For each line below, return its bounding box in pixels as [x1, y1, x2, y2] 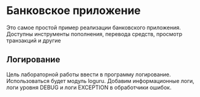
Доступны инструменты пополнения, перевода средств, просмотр [6, 30, 182, 37]
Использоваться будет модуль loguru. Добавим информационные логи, [6, 77, 194, 84]
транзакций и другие [6, 37, 61, 44]
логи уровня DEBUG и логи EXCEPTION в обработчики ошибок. [6, 84, 172, 91]
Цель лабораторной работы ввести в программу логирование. [6, 71, 171, 78]
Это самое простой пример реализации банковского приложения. [6, 24, 182, 31]
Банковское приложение [6, 4, 141, 18]
